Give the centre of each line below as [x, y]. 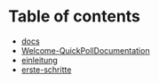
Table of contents [75, 17]
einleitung [40, 60]
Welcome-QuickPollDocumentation [85, 50]
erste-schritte [46, 70]
